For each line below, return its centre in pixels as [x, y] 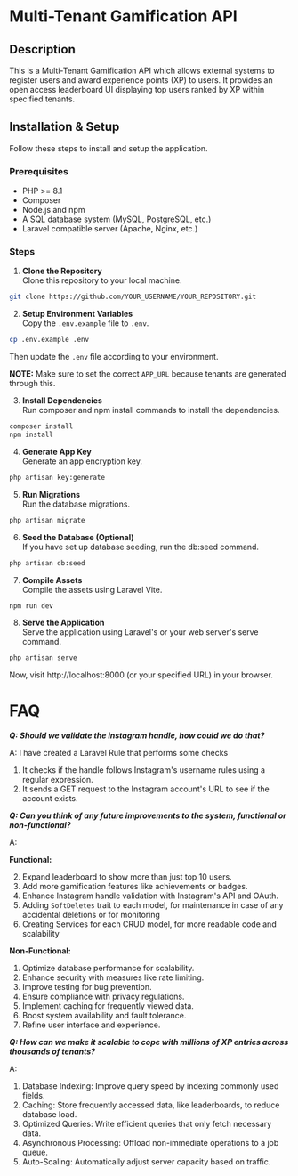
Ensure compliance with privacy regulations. [103, 997]
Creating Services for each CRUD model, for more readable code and [149, 924]
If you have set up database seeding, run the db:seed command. [141, 547]
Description [42, 49]
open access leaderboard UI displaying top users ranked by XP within [137, 89]
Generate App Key [56, 451]
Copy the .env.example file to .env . [85, 323]
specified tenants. [42, 99]
